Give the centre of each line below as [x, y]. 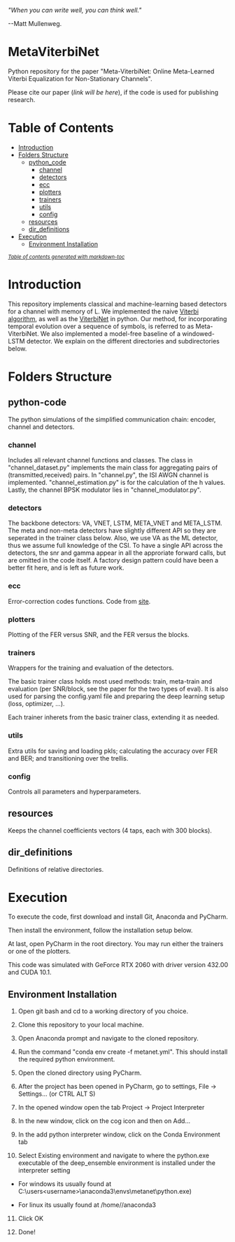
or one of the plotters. [40, 952]
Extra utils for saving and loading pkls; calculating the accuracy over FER [113, 751]
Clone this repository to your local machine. [81, 1025]
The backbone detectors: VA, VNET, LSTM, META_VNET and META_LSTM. [115, 523]
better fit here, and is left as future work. [66, 568]
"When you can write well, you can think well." [75, 10]
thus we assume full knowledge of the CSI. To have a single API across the [115, 546]
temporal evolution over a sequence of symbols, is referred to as [101, 326]
